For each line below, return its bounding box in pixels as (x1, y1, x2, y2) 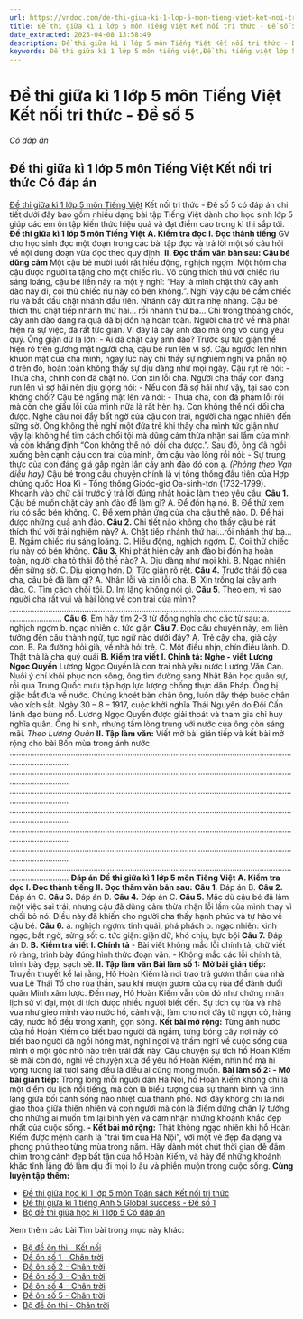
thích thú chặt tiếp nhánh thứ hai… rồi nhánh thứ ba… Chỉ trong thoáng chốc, (9, 305, 294, 316)
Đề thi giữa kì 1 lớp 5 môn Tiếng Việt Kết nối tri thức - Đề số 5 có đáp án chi (9, 199, 289, 210)
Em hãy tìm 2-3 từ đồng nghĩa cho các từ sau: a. (90, 612, 270, 623)
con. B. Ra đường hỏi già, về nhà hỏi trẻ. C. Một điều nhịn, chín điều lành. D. (9, 641, 290, 652)
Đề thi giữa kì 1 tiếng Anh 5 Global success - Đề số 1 (22, 1197, 216, 1208)
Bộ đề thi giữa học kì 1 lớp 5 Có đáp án (22, 1207, 165, 1218)
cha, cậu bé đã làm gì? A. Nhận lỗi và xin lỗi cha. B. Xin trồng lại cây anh (9, 574, 277, 584)
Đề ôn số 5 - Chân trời (22, 1290, 106, 1301)
